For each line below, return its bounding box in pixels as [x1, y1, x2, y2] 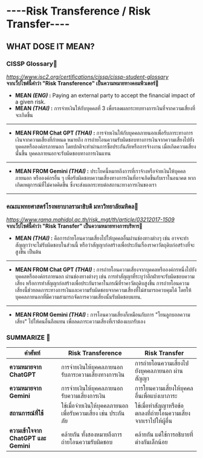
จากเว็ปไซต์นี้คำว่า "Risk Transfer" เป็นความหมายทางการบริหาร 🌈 [6, 222, 143, 230]
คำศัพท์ [24, 349, 40, 357]
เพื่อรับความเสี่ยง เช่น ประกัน [61, 409, 125, 417]
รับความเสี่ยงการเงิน [61, 392, 106, 400]
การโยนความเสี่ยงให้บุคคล [135, 384, 193, 393]
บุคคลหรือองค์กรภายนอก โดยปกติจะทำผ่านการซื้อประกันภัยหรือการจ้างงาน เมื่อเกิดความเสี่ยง [14, 142, 196, 150]
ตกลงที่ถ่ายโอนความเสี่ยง [135, 409, 191, 417]
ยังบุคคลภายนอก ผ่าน [135, 367, 183, 375]
